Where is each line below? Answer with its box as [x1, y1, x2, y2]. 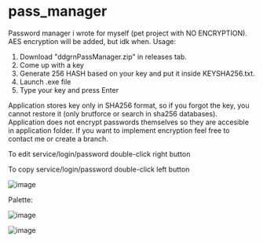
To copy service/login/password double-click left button [8, 164, 190, 174]
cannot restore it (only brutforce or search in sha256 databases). [8, 109, 218, 118]
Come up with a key [19, 60, 85, 69]
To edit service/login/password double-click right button [8, 149, 191, 159]
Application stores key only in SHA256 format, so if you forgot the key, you [8, 101, 250, 110]
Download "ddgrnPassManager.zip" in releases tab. [19, 52, 187, 61]
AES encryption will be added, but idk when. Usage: [8, 36, 177, 46]
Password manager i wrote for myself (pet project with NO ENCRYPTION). [8, 28, 247, 38]
